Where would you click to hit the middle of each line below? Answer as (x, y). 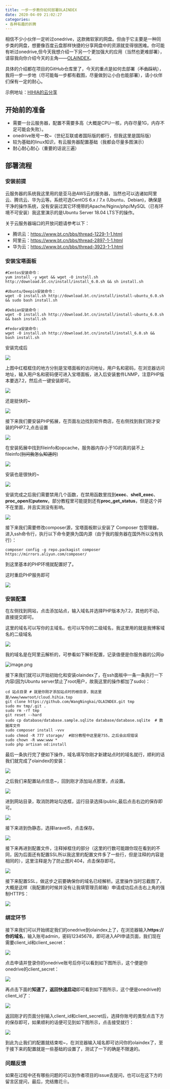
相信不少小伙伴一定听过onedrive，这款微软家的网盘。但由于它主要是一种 (81, 39)
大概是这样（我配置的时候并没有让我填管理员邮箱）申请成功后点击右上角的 (83, 887)
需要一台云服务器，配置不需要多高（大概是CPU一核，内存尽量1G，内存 (86, 123)
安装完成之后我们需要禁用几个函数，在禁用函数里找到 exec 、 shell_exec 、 (82, 495)
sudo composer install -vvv (35, 730)
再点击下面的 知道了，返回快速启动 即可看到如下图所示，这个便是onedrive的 (83, 989)
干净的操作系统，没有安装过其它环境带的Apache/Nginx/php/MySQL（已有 (82, 206)
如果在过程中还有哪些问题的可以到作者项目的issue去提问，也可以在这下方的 (84, 1075)
